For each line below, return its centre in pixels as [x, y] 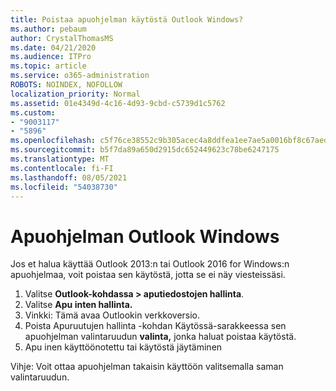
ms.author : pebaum [48, 29]
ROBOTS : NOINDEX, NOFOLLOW [66, 85]
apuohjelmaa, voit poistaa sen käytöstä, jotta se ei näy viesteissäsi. [148, 275]
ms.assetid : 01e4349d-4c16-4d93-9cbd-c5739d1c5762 [118, 103]
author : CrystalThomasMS [62, 38]
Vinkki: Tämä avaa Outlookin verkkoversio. [112, 315]
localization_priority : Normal [75, 94]
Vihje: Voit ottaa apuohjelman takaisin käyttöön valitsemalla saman [147, 367]
